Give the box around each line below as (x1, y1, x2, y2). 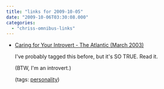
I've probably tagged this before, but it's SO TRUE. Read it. (14, 53, 158, 60)
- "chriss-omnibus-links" (11, 25, 76, 31)
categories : (6, 20, 36, 26)
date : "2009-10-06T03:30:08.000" (6, 14, 89, 20)
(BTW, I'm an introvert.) (14, 65, 72, 72)
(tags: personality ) (14, 76, 60, 83)
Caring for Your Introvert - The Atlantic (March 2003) (14, 42, 144, 49)
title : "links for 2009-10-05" (6, 8, 83, 15)
